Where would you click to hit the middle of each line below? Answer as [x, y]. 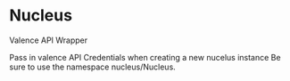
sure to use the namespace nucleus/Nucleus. [92, 67]
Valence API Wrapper [49, 40]
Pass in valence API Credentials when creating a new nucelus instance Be [145, 57]
